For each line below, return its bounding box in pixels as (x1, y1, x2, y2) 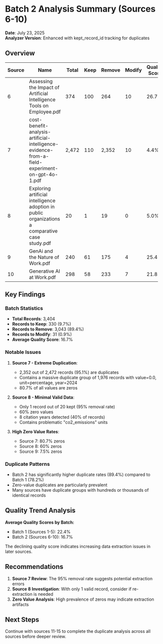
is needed (33, 591, 53, 597)
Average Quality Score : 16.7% (12, 337, 73, 343)
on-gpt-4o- (29, 171, 58, 178)
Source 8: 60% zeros (19, 443, 62, 449)
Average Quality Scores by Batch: (5, 519, 74, 525)
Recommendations (5, 563, 64, 571)
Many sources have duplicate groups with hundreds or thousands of (12, 487, 149, 493)
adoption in (29, 203, 55, 210)
